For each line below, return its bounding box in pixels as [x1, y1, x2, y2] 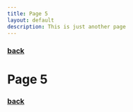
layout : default [7, 17, 54, 24]
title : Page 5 [7, 10, 49, 17]
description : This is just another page [7, 23, 127, 30]
